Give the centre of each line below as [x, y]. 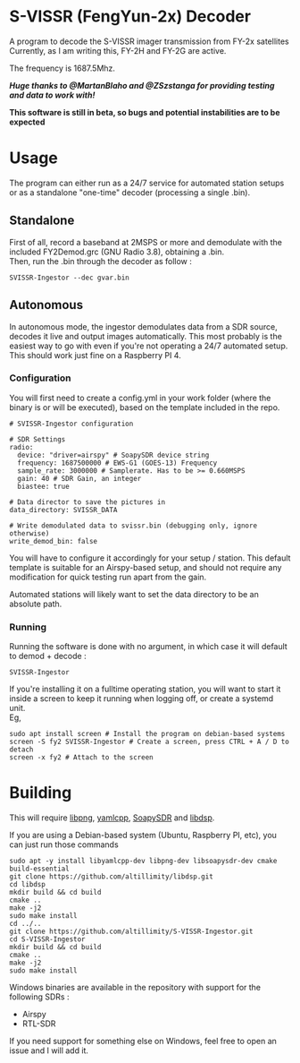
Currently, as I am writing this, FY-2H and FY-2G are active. [118, 50]
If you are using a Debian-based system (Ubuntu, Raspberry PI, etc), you [143, 836]
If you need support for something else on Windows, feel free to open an [143, 1042]
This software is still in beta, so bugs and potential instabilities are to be [145, 112]
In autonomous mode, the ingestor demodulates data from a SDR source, [144, 326]
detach [21, 750]
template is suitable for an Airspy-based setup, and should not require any [146, 567]
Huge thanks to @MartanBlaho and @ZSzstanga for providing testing [142, 85]
